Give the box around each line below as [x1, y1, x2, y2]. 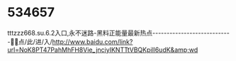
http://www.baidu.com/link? [52, 37, 133, 46]
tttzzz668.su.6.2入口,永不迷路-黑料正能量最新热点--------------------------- [7, 28, 230, 37]
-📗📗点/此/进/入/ [7, 37, 52, 46]
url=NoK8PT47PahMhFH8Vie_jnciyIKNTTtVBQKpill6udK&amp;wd [7, 45, 198, 54]
